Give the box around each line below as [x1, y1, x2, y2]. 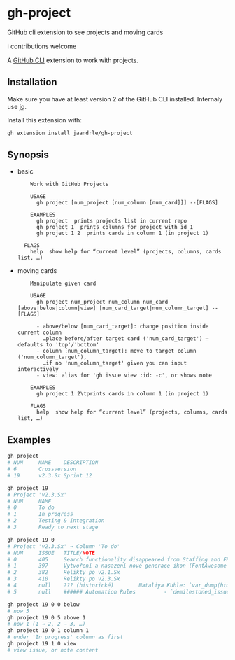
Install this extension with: [7, 115, 82, 124]
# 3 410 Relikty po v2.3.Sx [7, 575, 120, 582]
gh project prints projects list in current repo [36, 218, 187, 225]
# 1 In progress [7, 511, 73, 518]
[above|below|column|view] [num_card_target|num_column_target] [17, 304, 209, 312]
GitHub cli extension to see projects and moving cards [7, 28, 164, 36]
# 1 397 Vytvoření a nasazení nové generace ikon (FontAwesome [7, 562, 227, 570]
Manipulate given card [30, 280, 97, 288]
